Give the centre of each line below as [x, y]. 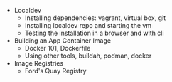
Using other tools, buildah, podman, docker [88, 56]
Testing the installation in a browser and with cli [95, 33]
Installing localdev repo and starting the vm [88, 25]
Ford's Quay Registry [55, 71]
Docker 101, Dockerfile [58, 48]
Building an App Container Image [63, 41]
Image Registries [39, 63]
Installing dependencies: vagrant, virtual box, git [95, 18]
